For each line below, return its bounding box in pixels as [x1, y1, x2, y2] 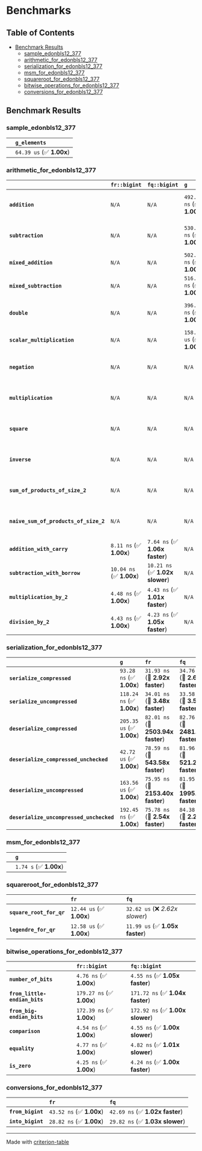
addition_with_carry [9, 545, 68, 552]
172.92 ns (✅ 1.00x [130, 1006, 186, 1014]
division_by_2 [9, 618, 50, 625]
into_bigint [9, 1118, 44, 1125]
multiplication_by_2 [9, 594, 68, 600]
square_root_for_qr [9, 909, 65, 916]
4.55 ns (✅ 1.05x [130, 972, 180, 980]
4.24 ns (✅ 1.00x [130, 1058, 180, 1066]
